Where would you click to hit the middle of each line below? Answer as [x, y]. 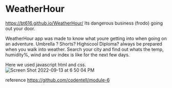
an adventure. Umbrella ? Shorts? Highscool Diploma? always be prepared [84, 43]
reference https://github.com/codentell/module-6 [58, 80]
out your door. [20, 28]
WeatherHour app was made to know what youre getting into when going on [86, 38]
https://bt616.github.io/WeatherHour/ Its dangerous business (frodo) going [84, 23]
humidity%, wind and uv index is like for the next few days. [68, 55]
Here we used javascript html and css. [46, 64]
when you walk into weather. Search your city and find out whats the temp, [84, 49]
